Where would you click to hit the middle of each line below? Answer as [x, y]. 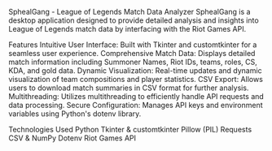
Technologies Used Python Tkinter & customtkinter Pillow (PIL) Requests [130, 129]
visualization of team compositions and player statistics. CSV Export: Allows [136, 79]
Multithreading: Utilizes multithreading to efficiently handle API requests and [136, 96]
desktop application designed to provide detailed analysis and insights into [134, 20]
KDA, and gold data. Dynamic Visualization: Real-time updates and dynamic [135, 71]
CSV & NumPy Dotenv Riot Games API [72, 138]
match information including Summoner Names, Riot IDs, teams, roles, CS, [133, 62]
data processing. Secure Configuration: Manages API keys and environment [136, 105]
